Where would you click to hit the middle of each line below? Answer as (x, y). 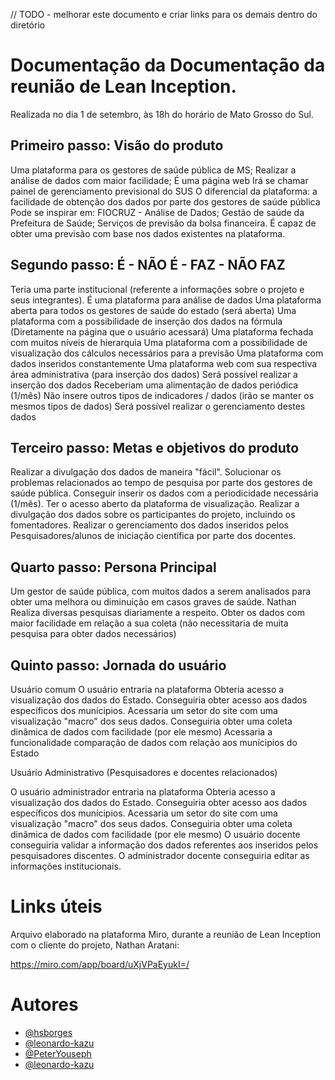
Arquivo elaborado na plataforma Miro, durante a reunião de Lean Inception (166, 934)
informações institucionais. (66, 866)
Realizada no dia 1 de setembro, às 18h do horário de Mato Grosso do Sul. (162, 114)
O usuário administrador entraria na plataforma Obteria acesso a (143, 792)
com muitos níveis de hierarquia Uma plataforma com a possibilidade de (159, 342)
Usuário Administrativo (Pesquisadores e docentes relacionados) (144, 772)
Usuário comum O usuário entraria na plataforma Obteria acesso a (147, 689)
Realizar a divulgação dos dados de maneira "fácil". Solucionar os (146, 472)
